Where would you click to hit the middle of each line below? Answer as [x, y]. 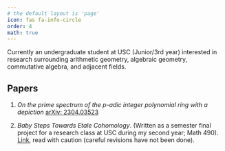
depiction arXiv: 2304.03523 [58, 112]
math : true [23, 33]
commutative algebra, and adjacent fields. [67, 67]
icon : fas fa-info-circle [44, 20]
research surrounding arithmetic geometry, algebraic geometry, [97, 60]
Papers [23, 88]
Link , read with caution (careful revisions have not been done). [106, 140]
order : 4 [20, 26]
